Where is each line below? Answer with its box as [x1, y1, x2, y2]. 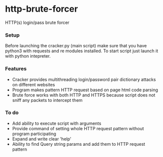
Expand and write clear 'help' [12, 136, 71, 142]
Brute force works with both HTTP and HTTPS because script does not [12, 92, 156, 98]
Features [5, 65, 27, 72]
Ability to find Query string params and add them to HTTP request [12, 141, 145, 147]
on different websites [12, 81, 55, 87]
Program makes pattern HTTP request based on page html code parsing [12, 87, 158, 93]
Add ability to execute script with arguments [12, 120, 101, 126]
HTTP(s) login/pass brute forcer [5, 20, 70, 25]
